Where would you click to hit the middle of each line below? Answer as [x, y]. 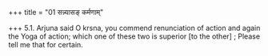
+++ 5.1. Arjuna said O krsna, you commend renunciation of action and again [134, 28]
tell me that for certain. [46, 45]
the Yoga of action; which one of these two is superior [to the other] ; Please [134, 36]
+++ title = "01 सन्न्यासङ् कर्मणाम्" [56, 12]
